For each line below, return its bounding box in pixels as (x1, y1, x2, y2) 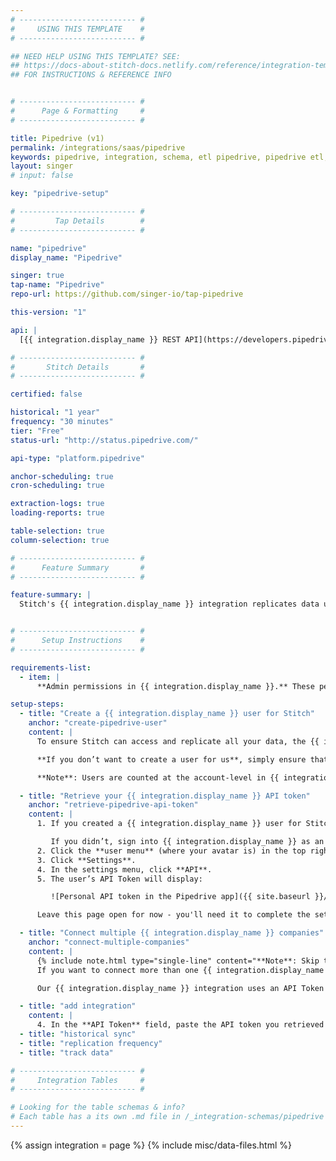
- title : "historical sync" (19, 1029, 137, 1039)
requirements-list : (10, 662, 92, 673)
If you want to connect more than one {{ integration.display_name (36, 965, 325, 975)
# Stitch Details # (10, 362, 145, 372)
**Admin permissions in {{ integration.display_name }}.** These (36, 681, 315, 691)
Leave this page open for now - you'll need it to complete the (36, 910, 311, 920)
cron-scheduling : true (10, 481, 105, 491)
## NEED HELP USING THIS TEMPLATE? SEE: (10, 51, 182, 61)
